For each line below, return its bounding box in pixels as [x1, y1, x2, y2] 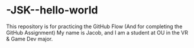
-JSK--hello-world [6, 4, 98, 17]
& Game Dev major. [6, 35, 53, 42]
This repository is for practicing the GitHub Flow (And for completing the [6, 23, 183, 30]
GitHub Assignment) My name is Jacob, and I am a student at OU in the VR [6, 29, 188, 36]
